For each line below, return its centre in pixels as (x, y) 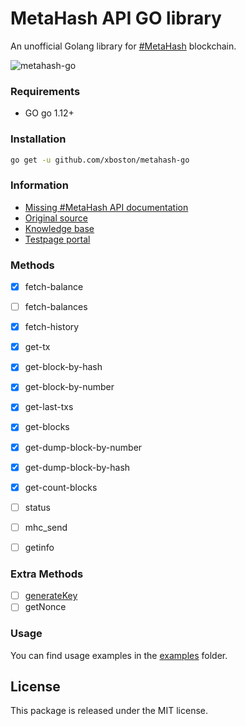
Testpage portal (57, 239)
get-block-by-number (69, 387)
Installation (38, 139)
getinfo (39, 547)
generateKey (51, 596)
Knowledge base (59, 228)
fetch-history (52, 327)
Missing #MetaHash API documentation (106, 207)
